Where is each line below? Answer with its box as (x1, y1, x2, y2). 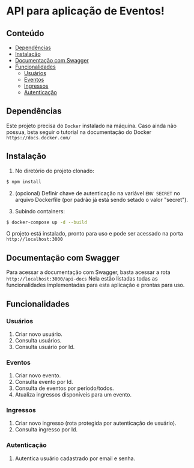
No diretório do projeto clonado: (14, 167, 94, 174)
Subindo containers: (14, 207, 65, 214)
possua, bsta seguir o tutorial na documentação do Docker (6, 128, 152, 136)
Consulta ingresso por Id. (14, 426, 78, 433)
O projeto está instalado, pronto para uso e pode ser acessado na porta (6, 230, 183, 237)
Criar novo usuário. (14, 330, 63, 338)
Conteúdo (6, 28, 44, 38)
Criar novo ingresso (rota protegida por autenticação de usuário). (14, 419, 177, 427)
